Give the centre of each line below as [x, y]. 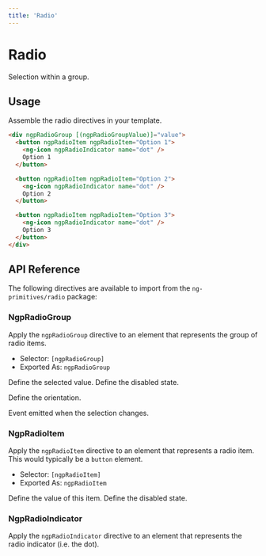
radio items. [28, 343]
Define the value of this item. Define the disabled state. [98, 498]
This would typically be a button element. [76, 459]
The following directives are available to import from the [99, 288]
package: [82, 297]
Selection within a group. [49, 77]
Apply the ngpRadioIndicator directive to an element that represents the [125, 536]
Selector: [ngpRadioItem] [60, 474]
